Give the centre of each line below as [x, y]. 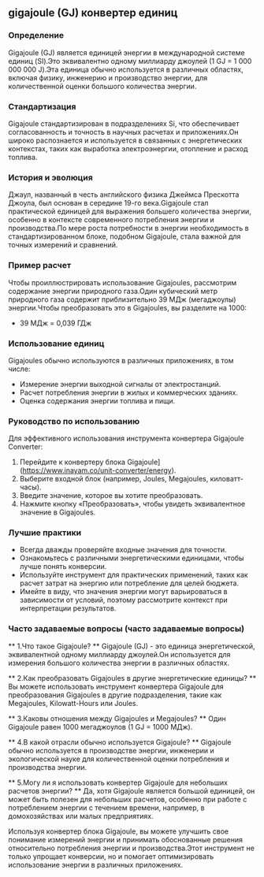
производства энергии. [48, 767]
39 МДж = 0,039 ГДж [56, 323]
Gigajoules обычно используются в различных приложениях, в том [121, 360]
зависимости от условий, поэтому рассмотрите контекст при [124, 600]
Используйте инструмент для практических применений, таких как [134, 575]
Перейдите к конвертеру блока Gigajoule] [90, 462]
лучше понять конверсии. [63, 567]
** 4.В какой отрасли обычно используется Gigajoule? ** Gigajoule [120, 742]
